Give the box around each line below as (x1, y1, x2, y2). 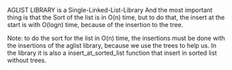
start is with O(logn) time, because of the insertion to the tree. (7, 21, 184, 28)
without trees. (7, 56, 47, 64)
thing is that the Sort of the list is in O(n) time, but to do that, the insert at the (7, 13, 225, 21)
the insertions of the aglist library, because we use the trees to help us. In (7, 42, 217, 49)
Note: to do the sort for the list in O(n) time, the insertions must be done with (7, 34, 225, 42)
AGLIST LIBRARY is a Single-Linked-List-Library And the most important (7, 6, 213, 14)
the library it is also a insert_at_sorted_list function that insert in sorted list (7, 49, 217, 57)
